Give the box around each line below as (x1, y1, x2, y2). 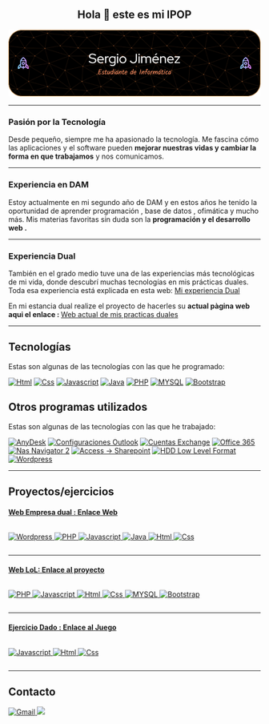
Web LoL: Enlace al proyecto (8, 565, 105, 574)
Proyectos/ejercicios (8, 485, 114, 499)
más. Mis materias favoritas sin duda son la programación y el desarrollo (8, 214, 251, 224)
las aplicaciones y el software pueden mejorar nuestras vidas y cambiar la (8, 143, 257, 153)
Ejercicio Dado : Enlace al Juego (8, 622, 117, 633)
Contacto (8, 686, 56, 699)
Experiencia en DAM (8, 179, 90, 191)
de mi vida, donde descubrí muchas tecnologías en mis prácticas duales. (8, 277, 249, 287)
